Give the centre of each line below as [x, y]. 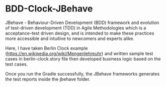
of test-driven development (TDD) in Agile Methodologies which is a [76, 27]
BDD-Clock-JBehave [49, 9]
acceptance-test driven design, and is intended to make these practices [80, 33]
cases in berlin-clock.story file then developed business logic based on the [83, 58]
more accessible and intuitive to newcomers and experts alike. [70, 38]
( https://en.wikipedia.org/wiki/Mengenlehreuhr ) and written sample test [79, 53]
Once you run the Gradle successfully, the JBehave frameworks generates [82, 73]
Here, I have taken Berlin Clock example [47, 48]
